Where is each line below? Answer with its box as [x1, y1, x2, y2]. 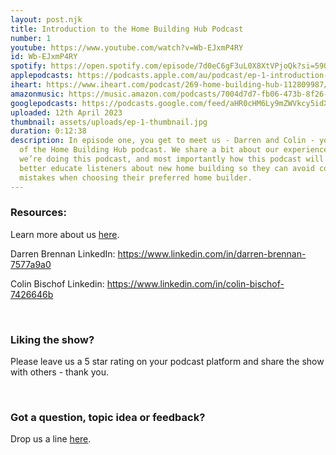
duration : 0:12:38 [10, 126, 87, 136]
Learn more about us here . [10, 228, 120, 240]
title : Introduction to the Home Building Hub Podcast [10, 24, 244, 34]
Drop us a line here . [10, 433, 92, 445]
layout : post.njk [10, 14, 83, 25]
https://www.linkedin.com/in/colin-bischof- [106, 277, 285, 290]
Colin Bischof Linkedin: [10, 277, 105, 290]
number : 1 [10, 33, 52, 43]
